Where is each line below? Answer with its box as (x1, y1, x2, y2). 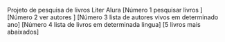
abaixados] (7, 28, 39, 36)
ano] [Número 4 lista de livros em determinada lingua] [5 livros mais (7, 21, 201, 28)
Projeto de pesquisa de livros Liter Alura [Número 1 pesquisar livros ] (7, 6, 203, 14)
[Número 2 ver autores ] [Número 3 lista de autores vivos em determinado (7, 13, 219, 21)
